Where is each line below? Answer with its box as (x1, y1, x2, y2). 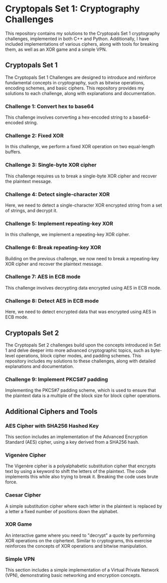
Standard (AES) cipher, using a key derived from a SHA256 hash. (5, 439, 139, 445)
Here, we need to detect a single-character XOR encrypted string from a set (5, 202, 162, 208)
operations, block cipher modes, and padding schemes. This (16, 352, 141, 358)
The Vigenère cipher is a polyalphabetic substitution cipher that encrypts (5, 463, 156, 469)
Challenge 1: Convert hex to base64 (5, 103, 94, 110)
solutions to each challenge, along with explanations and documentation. (5, 90, 156, 96)
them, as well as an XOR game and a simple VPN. (5, 46, 107, 52)
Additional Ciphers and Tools (5, 407, 98, 416)
